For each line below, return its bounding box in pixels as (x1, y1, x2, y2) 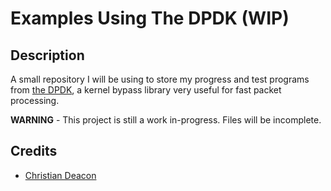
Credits (10, 143, 58, 160)
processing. (10, 95, 60, 106)
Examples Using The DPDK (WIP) (10, 7, 290, 30)
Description (10, 47, 85, 64)
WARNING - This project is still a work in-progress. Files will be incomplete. (10, 114, 322, 126)
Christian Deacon (24, 169, 97, 181)
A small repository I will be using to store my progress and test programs (10, 73, 310, 85)
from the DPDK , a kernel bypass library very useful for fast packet (10, 84, 282, 96)
